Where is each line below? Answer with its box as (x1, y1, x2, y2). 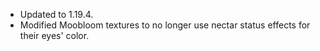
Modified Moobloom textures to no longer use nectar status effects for (19, 19, 311, 31)
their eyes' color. (19, 30, 90, 41)
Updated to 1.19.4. (19, 9, 94, 20)
